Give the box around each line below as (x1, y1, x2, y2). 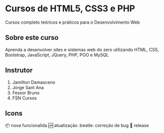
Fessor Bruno (12, 90, 40, 96)
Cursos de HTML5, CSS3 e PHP (5, 3, 135, 14)
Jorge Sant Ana (12, 84, 44, 90)
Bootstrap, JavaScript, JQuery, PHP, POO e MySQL (5, 52, 109, 58)
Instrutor (5, 66, 33, 74)
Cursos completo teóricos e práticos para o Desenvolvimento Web (5, 19, 140, 25)
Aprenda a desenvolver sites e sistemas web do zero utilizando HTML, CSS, (5, 46, 159, 52)
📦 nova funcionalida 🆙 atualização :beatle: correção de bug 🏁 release (5, 123, 149, 129)
